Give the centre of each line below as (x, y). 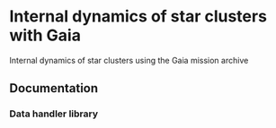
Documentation (54, 88)
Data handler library (54, 114)
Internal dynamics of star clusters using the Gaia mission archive (129, 60)
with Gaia (45, 35)
